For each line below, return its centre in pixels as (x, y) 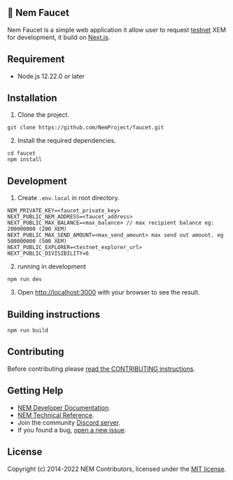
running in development (51, 267)
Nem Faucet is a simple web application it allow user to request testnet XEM (116, 29)
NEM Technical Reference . (56, 415)
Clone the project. (43, 115)
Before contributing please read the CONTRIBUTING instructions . (101, 369)
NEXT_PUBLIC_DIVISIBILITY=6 (48, 254)
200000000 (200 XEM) (37, 229)
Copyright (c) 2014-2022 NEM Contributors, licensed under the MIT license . (117, 469)
